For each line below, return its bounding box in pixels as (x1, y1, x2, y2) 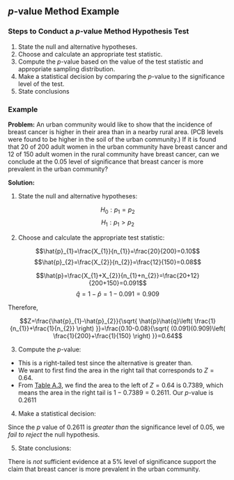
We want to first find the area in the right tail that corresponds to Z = (17, 366, 214, 374)
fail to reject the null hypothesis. (8, 430, 100, 439)
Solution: (8, 178, 36, 187)
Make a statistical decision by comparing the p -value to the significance (17, 72, 225, 80)
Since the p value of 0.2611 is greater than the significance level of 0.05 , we (8, 423, 225, 431)
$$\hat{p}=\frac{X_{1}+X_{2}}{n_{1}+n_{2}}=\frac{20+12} (36, 271, 200, 279)
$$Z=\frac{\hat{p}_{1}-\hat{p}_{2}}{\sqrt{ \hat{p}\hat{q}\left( (19, 317, 194, 325)
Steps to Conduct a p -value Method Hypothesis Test (8, 27, 189, 36)
